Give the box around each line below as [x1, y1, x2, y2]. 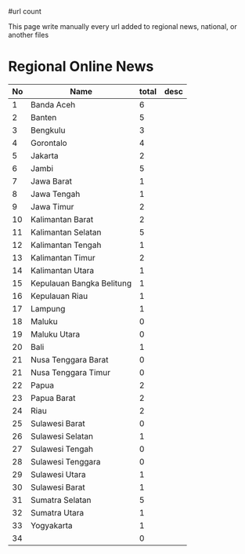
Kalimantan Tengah [31, 239, 102, 250]
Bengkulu [31, 125, 66, 136]
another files [8, 31, 49, 39]
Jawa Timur [31, 201, 74, 212]
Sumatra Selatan [31, 494, 92, 505]
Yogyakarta [31, 519, 73, 530]
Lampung [31, 303, 66, 314]
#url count [8, 7, 41, 16]
